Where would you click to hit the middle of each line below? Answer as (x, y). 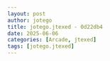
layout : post (27, 14)
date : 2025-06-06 (33, 33)
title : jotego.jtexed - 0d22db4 (55, 27)
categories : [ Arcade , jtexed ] (52, 40)
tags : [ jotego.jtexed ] (41, 46)
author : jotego (30, 20)
